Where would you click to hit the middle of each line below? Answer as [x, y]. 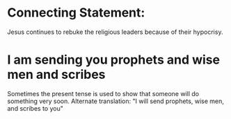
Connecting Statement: [76, 13]
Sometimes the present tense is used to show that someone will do [103, 93]
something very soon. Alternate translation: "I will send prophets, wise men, [115, 101]
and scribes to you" [35, 108]
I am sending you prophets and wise [114, 60]
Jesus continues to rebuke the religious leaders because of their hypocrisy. [115, 32]
